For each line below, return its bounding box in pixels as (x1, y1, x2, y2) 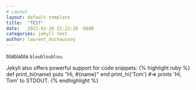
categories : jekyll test (6, 31, 68, 37)
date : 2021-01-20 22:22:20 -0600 (6, 25, 94, 32)
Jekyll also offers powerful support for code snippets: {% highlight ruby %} (6, 64, 190, 72)
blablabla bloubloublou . (6, 53, 64, 60)
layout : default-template (6, 14, 70, 20)
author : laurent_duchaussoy (6, 36, 76, 42)
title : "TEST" (6, 20, 44, 26)
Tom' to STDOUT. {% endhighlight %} (6, 77, 99, 84)
